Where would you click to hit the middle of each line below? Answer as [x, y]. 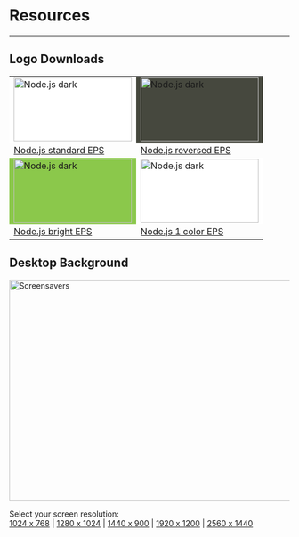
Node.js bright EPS [53, 231]
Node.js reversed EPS [186, 150]
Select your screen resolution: [64, 514]
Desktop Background [69, 263]
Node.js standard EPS [59, 150]
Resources [50, 16]
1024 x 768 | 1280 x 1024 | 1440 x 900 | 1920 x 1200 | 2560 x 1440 [131, 523]
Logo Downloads [57, 59]
